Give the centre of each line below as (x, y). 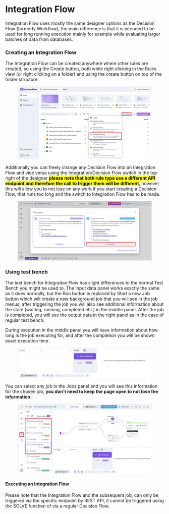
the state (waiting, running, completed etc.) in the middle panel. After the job (84, 310)
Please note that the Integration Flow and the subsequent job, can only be (82, 495)
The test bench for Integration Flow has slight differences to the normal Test (84, 283)
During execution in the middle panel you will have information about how (81, 330)
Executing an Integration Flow (37, 484)
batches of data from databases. (39, 39)
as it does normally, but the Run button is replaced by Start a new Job (78, 294)
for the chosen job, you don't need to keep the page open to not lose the (82, 391)
